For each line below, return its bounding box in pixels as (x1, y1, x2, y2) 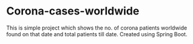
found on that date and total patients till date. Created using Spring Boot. (6, 30, 188, 37)
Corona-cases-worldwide (6, 4, 140, 18)
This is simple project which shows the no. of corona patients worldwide (6, 24, 188, 31)
